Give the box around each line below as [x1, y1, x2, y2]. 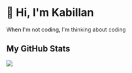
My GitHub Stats [6, 44, 70, 54]
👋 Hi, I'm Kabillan [6, 6, 94, 20]
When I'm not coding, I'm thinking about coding [6, 26, 127, 33]
